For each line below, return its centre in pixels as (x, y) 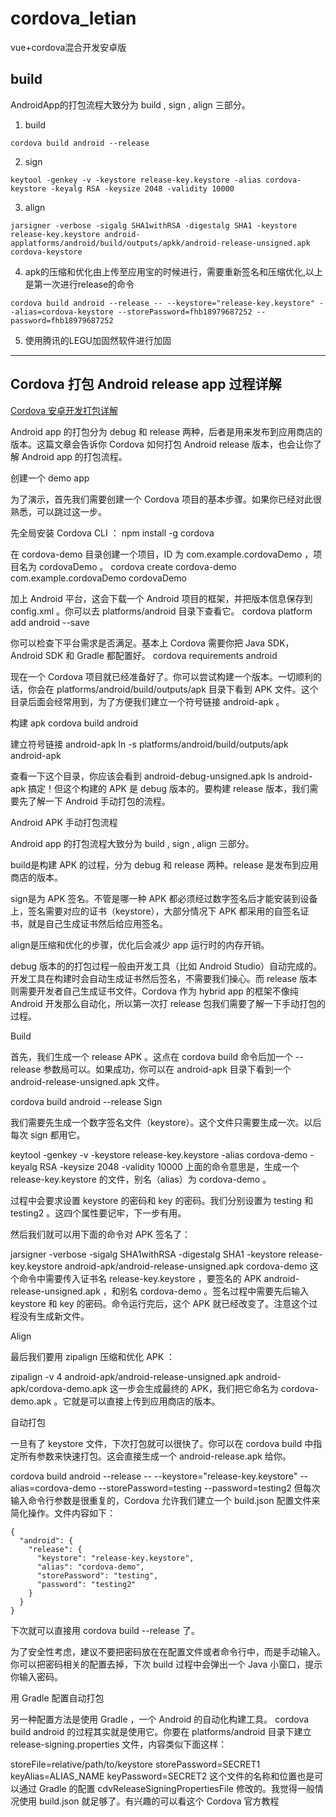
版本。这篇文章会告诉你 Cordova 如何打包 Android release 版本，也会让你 (161, 444)
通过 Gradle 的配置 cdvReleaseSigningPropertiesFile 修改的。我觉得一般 (166, 1788)
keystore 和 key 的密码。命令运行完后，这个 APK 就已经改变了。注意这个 (160, 1303)
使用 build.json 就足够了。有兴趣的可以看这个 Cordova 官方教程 (149, 1801)
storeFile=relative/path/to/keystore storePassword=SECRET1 (135, 1764)
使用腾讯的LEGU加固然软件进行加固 (98, 340)
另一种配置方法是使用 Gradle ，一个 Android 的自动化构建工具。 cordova (160, 1719)
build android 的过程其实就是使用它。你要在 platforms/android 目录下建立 (161, 1731)
